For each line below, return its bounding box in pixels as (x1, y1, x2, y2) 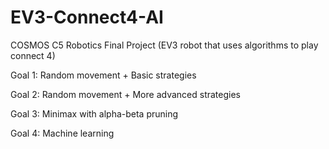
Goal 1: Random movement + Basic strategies (10, 69, 197, 81)
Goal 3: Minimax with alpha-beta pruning (10, 107, 179, 120)
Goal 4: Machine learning (10, 127, 115, 139)
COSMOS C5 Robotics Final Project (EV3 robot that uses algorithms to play (10, 39, 319, 51)
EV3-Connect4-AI (10, 6, 164, 29)
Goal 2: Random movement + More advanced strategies (10, 88, 241, 100)
